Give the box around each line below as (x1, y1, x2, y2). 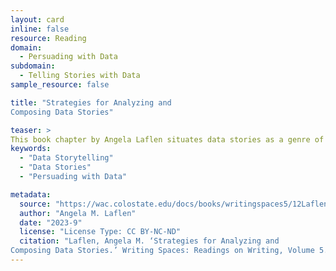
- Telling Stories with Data (19, 71, 141, 81)
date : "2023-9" (19, 217, 83, 228)
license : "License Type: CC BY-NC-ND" (19, 227, 182, 237)
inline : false (10, 24, 70, 34)
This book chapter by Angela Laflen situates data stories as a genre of (10, 134, 325, 145)
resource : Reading (10, 33, 87, 43)
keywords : (10, 144, 52, 154)
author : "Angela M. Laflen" (19, 208, 137, 218)
